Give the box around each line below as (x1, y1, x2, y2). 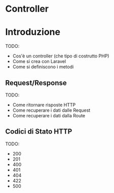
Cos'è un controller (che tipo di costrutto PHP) (12, 53, 109, 59)
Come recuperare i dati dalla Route (12, 112, 86, 118)
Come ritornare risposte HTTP (12, 102, 76, 108)
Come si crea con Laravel (12, 58, 66, 65)
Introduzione (5, 26, 61, 38)
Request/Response (5, 78, 67, 87)
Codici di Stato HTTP (5, 127, 72, 136)
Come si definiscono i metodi (12, 64, 74, 70)
